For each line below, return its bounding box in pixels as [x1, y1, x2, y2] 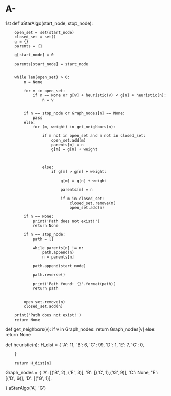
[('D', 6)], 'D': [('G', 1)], [5, 375, 52, 381]
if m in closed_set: [60, 196, 104, 201]
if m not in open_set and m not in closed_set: [42, 133, 146, 138]
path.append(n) [42, 250, 74, 255]
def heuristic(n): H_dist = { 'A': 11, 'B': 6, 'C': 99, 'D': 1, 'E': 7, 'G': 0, [5, 342, 144, 348]
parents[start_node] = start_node [14, 61, 88, 67]
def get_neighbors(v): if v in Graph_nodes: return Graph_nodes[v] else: [5, 326, 156, 332]
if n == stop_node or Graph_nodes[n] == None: [24, 111, 125, 116]
